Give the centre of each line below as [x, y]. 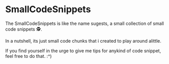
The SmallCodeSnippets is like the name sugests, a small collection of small [85, 23]
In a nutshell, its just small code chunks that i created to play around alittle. [83, 41]
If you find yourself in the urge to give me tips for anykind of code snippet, [83, 51]
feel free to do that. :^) [29, 56]
